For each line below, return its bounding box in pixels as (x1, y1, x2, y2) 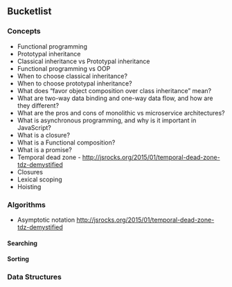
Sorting (7, 255, 30, 263)
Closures (17, 167, 44, 176)
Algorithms (7, 199, 46, 209)
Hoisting (17, 182, 42, 190)
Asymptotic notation (17, 215, 75, 224)
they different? (17, 101, 60, 110)
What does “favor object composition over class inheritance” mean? (17, 86, 212, 95)
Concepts (7, 26, 42, 36)
